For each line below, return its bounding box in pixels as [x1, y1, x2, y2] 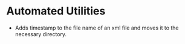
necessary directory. [15, 30, 67, 37]
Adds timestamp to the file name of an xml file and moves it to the [15, 24, 179, 31]
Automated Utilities [6, 4, 106, 18]
